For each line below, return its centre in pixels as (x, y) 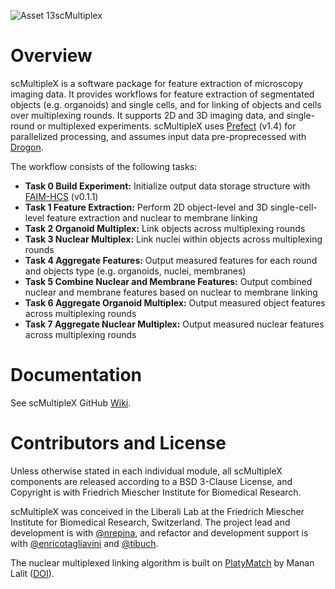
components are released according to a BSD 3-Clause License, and (151, 481)
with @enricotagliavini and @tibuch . (84, 543)
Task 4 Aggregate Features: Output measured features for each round (171, 260)
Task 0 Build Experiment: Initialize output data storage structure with (167, 186)
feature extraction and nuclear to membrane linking (152, 217)
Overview (51, 56)
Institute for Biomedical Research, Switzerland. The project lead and (150, 522)
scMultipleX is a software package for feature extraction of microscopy (157, 83)
